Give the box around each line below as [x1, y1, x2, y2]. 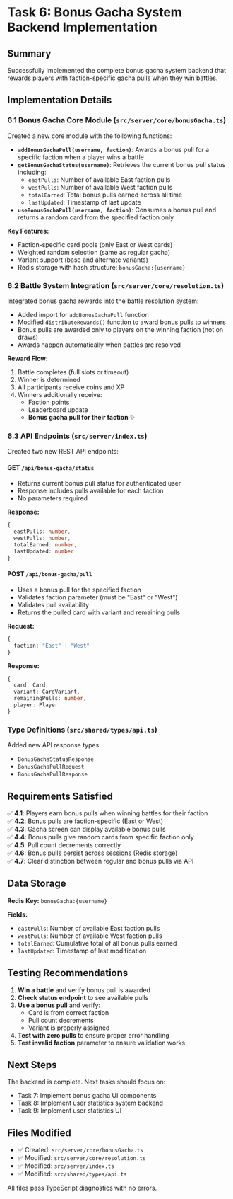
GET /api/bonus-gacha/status [7, 463, 95, 471]
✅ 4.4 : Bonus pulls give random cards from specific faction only [7, 832, 194, 841]
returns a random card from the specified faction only [17, 213, 174, 222]
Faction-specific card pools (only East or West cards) [17, 240, 173, 248]
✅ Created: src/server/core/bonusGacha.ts [17, 1146, 143, 1154]
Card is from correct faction [28, 1008, 109, 1016]
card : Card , [13, 682, 49, 689]
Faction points [28, 398, 70, 406]
